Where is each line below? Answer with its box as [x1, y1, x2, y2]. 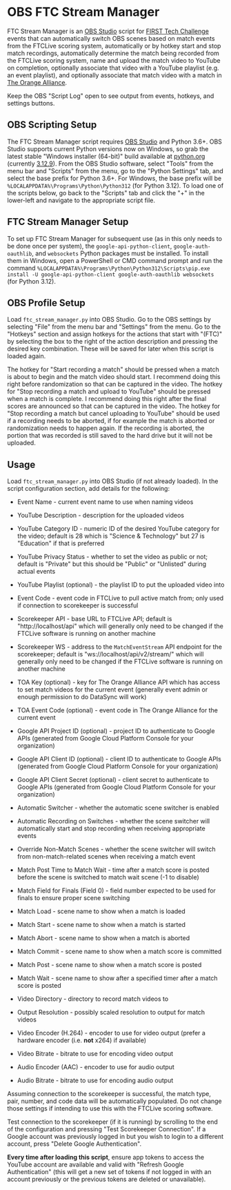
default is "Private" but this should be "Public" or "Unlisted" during [17, 560, 207, 568]
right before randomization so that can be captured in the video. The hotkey [7, 380, 223, 389]
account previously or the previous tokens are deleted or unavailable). [7, 1175, 206, 1184]
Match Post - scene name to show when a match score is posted [17, 961, 202, 969]
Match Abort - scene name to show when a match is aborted [17, 934, 190, 942]
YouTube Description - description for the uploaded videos [17, 511, 185, 520]
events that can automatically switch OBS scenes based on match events [7, 34, 215, 42]
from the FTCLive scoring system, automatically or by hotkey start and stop [7, 41, 221, 50]
